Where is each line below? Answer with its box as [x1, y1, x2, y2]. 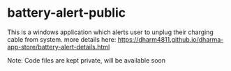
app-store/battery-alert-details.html [7, 42, 110, 51]
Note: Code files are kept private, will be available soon [7, 56, 166, 64]
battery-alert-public [7, 5, 126, 21]
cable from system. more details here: [7, 35, 117, 43]
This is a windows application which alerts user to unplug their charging [7, 28, 214, 36]
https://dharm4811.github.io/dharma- [117, 35, 224, 43]
